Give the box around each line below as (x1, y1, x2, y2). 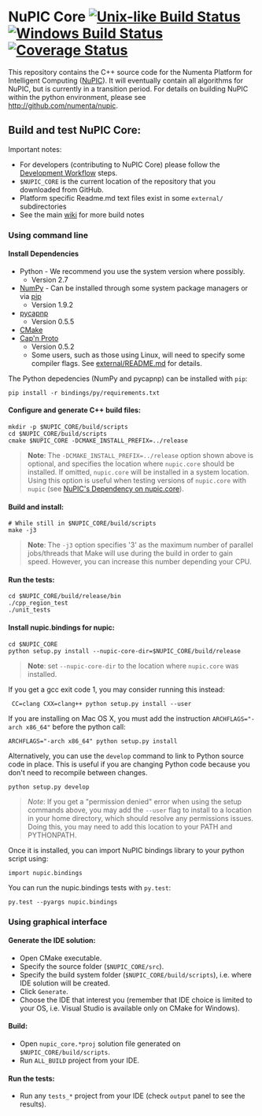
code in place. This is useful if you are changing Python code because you (8, 759, 250, 769)
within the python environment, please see (8, 92, 146, 102)
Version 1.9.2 (31, 300, 73, 309)
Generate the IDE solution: (8, 936, 96, 945)
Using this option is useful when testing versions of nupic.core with (27, 476, 246, 486)
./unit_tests (8, 606, 51, 614)
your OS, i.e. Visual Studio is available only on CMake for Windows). (19, 1003, 240, 1013)
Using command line (8, 229, 89, 240)
